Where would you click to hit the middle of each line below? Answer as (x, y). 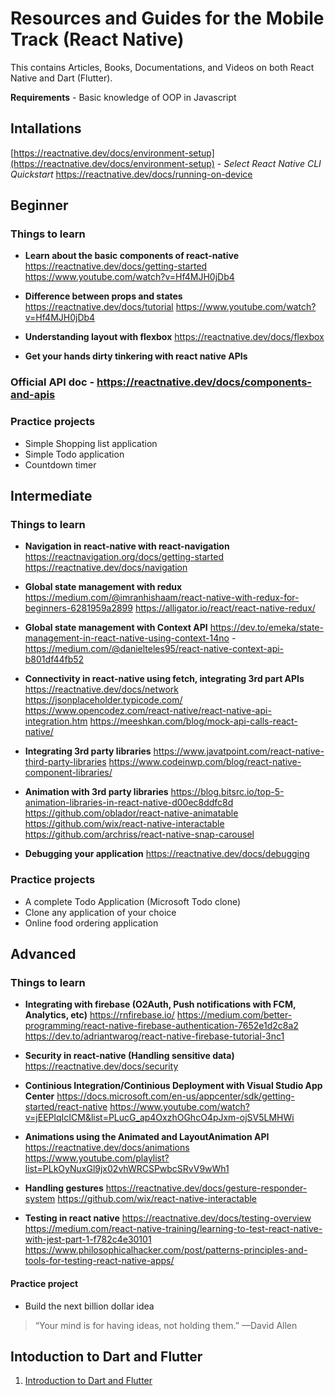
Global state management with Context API (116, 628)
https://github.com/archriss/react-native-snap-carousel (139, 834)
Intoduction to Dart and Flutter (106, 1356)
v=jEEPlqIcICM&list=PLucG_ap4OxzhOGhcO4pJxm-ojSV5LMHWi (159, 1118)
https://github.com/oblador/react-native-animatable (131, 813)
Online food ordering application (91, 923)
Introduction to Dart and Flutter (88, 1381)
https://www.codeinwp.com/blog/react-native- (205, 762)
